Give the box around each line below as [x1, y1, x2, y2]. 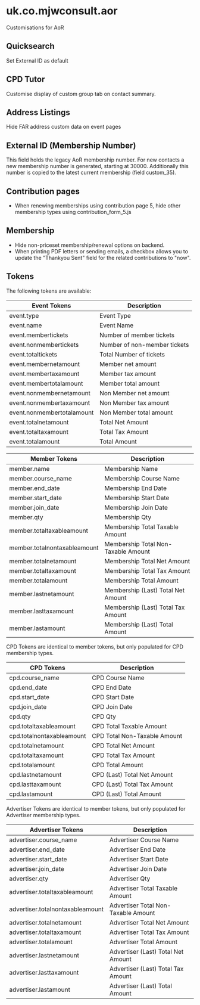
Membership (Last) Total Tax [104, 603, 185, 612]
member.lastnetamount [9, 590, 74, 598]
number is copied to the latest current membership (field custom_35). [6, 169, 177, 176]
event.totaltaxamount [9, 427, 68, 436]
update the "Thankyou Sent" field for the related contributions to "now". [14, 254, 191, 261]
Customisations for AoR [6, 24, 64, 31]
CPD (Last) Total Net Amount [92, 770, 173, 778]
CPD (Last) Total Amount [92, 790, 162, 798]
